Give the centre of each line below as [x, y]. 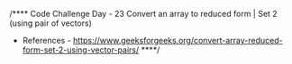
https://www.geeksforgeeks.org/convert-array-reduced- [178, 40]
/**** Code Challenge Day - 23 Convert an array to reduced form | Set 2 [143, 14]
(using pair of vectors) [51, 23]
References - [47, 40]
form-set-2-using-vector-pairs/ [81, 50]
